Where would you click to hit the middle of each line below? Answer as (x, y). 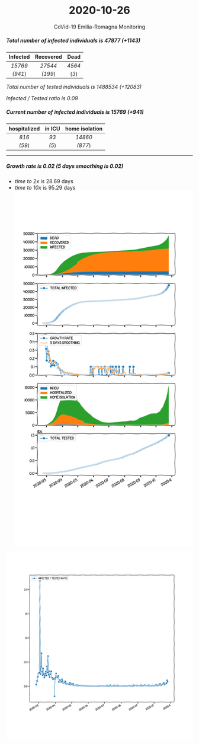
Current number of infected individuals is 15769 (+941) (75, 112)
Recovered (48, 57)
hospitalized (24, 129)
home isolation (84, 129)
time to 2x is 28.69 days (44, 181)
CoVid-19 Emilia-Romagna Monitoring (99, 27)
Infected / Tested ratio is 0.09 (42, 98)
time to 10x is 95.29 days (45, 187)
